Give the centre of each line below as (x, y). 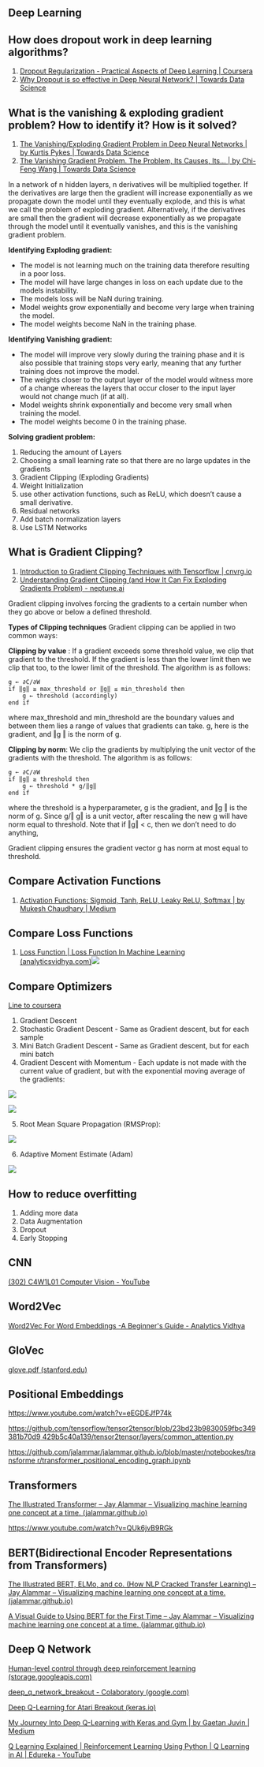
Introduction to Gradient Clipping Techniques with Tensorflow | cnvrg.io (136, 571)
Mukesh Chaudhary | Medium (68, 908)
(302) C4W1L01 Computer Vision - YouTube (79, 1282)
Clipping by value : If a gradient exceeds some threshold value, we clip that (131, 651)
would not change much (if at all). (74, 397)
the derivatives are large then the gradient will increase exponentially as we (131, 193)
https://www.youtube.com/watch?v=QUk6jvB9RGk (91, 1528)
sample (32, 1037)
